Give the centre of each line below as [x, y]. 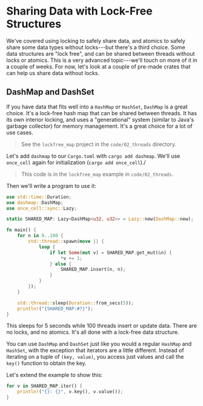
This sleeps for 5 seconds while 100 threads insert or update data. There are [101, 326]
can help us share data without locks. [53, 73]
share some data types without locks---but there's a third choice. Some [96, 47]
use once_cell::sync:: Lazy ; [42, 208]
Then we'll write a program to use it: [51, 185]
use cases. [20, 132]
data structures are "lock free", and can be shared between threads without [101, 53]
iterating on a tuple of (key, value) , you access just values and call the [95, 357]
